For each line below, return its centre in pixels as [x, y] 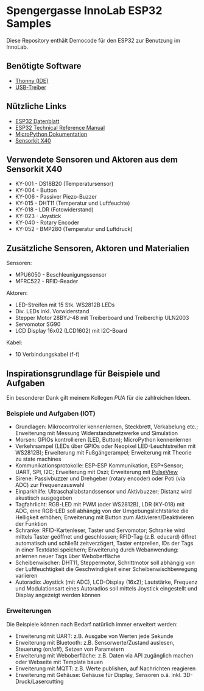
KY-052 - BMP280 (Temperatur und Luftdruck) [74, 229]
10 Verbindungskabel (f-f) [47, 355]
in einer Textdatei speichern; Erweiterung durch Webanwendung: [97, 550]
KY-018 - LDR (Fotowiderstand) [55, 210]
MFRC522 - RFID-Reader [47, 282]
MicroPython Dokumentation [51, 134]
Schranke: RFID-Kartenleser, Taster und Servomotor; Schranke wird [100, 530]
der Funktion [31, 524]
